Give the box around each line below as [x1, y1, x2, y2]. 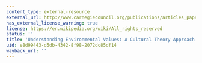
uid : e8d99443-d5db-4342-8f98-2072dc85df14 [6, 43, 117, 49]
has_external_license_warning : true [6, 20, 98, 26]
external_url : [6, 14, 42, 20]
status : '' [6, 31, 34, 37]
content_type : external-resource [6, 8, 90, 15]
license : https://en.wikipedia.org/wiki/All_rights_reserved [6, 25, 163, 32]
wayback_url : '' [6, 48, 47, 54]
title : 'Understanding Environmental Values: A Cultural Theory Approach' [6, 37, 198, 43]
